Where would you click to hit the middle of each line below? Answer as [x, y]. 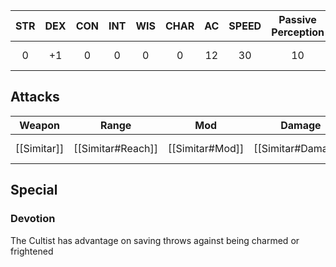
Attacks [35, 97]
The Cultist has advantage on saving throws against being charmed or [155, 240]
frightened [32, 251]
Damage [301, 125]
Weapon [39, 125]
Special [34, 190]
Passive [297, 19]
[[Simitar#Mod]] [206, 148]
